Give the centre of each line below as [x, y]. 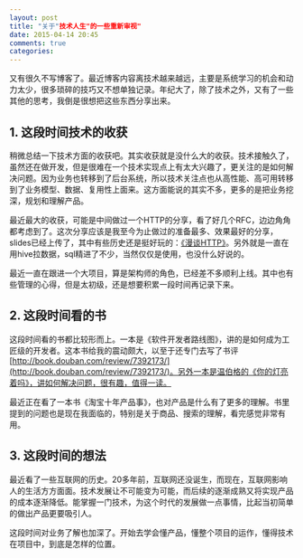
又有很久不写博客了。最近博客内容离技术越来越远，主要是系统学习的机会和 [147, 79]
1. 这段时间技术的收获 [69, 132]
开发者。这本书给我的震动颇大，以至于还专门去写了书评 [136, 350]
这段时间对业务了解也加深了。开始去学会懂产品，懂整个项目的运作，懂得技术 [151, 532]
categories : [32, 52]
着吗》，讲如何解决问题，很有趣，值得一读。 [90, 383]
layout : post [34, 18]
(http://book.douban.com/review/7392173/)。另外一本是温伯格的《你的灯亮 [149, 371]
